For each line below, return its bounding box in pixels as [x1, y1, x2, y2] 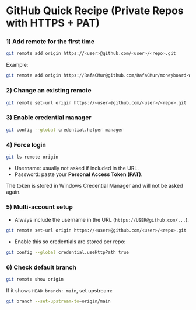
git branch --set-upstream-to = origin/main [6, 298, 111, 304]
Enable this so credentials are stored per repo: [14, 238, 126, 245]
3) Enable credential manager [6, 113, 92, 122]
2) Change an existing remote [6, 87, 92, 95]
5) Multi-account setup [6, 203, 73, 211]
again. [6, 188, 22, 195]
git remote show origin [6, 277, 64, 283]
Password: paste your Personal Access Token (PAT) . [14, 171, 143, 178]
